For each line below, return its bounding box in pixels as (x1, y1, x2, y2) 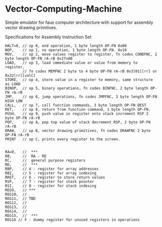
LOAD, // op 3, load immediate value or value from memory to (5, 60, 138, 65)
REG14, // (5, 209, 27, 214)
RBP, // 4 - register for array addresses (5, 166, 98, 171)
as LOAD (5, 81, 21, 86)
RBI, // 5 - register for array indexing (5, 171, 97, 176)
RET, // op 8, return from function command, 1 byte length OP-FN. (5, 107, 151, 112)
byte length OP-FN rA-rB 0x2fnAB (5, 56, 73, 61)
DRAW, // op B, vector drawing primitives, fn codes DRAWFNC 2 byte (5, 128, 151, 133)
